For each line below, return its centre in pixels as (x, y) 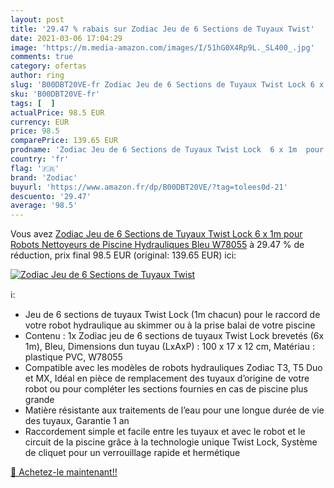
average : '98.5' (44, 206)
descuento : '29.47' (51, 196)
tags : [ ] (33, 103)
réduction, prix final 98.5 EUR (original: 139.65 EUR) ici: (123, 255)
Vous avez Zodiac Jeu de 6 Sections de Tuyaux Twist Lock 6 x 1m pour (156, 234)
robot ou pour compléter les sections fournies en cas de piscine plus (166, 389)
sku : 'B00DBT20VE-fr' (55, 94)
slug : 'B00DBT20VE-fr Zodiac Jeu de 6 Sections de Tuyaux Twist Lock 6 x (167, 85)
